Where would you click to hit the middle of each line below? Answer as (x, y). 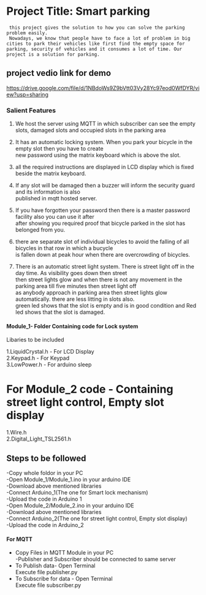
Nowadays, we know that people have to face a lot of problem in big (100, 38)
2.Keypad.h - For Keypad (38, 358)
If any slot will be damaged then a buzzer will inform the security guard (105, 186)
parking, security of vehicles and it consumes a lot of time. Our (94, 49)
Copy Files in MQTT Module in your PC (64, 553)
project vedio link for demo (59, 73)
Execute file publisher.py (46, 572)
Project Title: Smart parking (78, 11)
